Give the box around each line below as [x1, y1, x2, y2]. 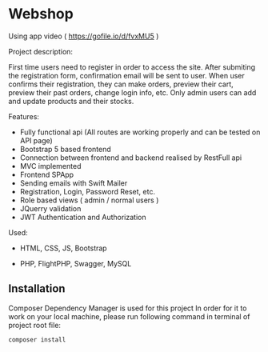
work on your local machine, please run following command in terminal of [8, 311, 250, 321]
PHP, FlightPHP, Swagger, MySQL [19, 258, 132, 268]
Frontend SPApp [19, 170, 74, 179]
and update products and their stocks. [8, 96, 134, 106]
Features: [8, 111, 40, 121]
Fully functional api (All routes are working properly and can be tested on [19, 127, 261, 137]
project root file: [8, 320, 62, 330]
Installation [8, 282, 66, 296]
